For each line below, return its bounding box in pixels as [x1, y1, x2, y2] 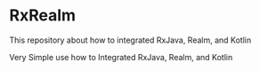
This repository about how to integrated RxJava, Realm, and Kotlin [9, 35, 252, 45]
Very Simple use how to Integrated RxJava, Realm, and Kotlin [9, 51, 233, 62]
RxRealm [9, 5, 77, 26]
